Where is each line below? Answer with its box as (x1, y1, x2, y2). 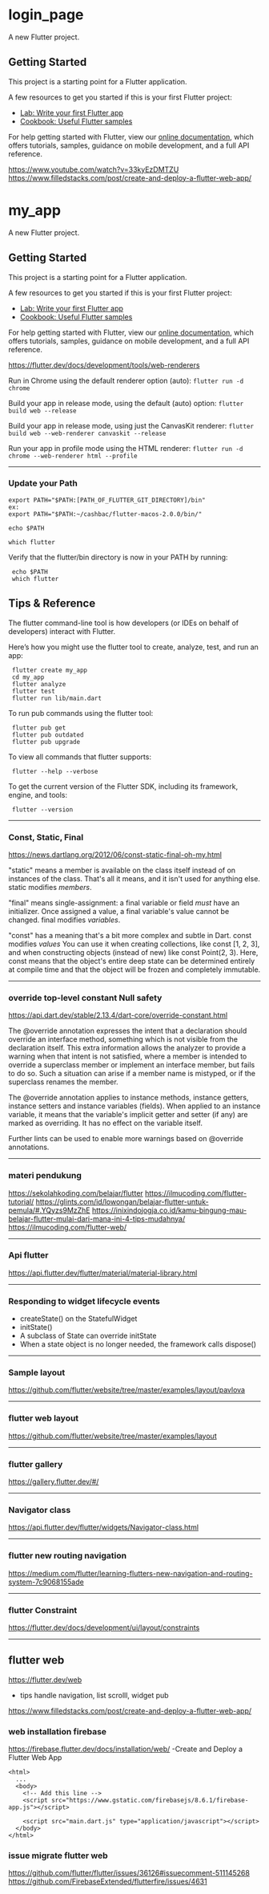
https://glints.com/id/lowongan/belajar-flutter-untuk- (35, 1197, 210, 1206)
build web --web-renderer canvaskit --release (8, 429, 167, 437)
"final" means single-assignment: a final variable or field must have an (8, 897, 240, 908)
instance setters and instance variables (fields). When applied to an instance (8, 1101, 261, 1111)
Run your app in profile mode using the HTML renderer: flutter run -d (8, 443, 243, 453)
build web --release (8, 407, 78, 415)
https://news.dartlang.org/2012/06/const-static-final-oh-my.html (8, 849, 223, 860)
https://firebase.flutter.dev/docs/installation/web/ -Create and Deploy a (8, 1744, 243, 1754)
